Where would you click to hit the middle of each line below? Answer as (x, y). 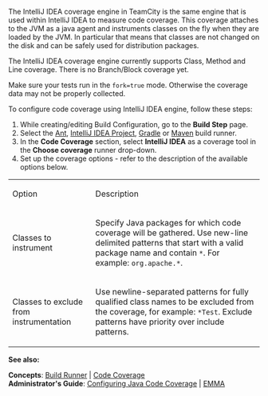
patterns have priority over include (160, 322)
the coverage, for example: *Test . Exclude (174, 312)
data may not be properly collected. (67, 94)
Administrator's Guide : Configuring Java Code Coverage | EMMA (117, 384)
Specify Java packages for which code (168, 223)
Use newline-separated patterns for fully (172, 292)
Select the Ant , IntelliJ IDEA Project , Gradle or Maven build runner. (128, 133)
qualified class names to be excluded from (175, 302)
